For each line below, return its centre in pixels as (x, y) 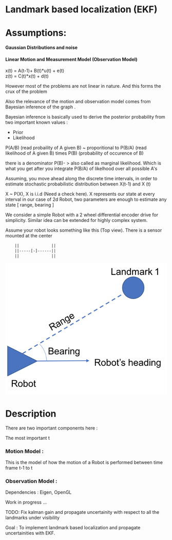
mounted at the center (29, 236)
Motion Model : (24, 451)
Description (31, 414)
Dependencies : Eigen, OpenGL (39, 492)
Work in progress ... (26, 502)
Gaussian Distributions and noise (42, 47)
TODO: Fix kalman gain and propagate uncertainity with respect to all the (82, 512)
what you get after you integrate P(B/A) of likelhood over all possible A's (81, 169)
